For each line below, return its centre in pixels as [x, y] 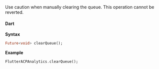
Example [14, 53]
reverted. [14, 12]
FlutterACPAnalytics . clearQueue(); [42, 62]
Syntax [13, 34]
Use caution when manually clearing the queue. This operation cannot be [80, 7]
